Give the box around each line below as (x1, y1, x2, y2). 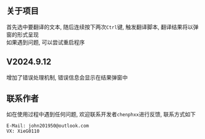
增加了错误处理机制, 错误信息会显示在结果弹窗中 (6, 73, 128, 81)
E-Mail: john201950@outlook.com (6, 123, 89, 129)
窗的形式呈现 (6, 31, 39, 38)
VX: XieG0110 (6, 128, 40, 135)
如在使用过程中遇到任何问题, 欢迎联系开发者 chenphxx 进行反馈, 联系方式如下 (6, 111, 196, 118)
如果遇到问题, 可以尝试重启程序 (6, 39, 85, 46)
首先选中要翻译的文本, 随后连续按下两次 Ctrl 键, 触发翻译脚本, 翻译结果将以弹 (6, 23, 199, 31)
